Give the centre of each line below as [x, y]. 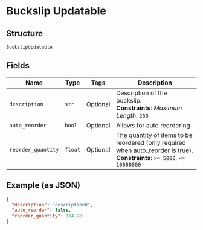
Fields [18, 65]
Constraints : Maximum [149, 108]
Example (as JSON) [43, 185]
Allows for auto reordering [153, 125]
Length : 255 [132, 115]
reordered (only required [151, 142]
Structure [25, 34]
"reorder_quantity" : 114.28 [47, 216]
